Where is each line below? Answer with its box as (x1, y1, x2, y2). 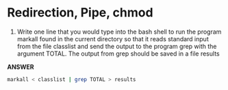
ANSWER (7, 63, 34, 71)
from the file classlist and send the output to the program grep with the (16, 42, 217, 50)
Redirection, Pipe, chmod (7, 5, 153, 21)
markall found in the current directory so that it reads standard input (16, 34, 209, 43)
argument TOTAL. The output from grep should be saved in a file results (16, 49, 220, 58)
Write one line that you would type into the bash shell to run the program (16, 27, 222, 36)
